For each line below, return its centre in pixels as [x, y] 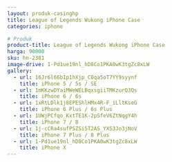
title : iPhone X [43, 148]
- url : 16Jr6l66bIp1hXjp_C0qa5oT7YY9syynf [75, 77]
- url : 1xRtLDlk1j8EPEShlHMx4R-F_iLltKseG [75, 103]
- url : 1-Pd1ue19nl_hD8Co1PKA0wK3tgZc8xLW [75, 141]
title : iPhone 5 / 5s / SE [58, 83]
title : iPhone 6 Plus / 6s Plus [66, 110]
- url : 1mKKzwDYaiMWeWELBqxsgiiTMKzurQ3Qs [75, 90]
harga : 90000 [26, 52]
